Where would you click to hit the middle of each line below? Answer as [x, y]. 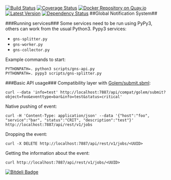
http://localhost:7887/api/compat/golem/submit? [113, 92]
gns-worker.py [28, 45]
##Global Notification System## [123, 13]
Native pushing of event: [31, 106]
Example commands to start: [35, 59]
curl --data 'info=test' [32, 92]
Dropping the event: [26, 134]
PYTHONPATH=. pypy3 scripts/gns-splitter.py [54, 73]
